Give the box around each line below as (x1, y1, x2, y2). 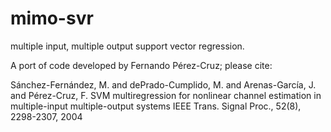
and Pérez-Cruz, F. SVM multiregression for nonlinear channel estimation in (10, 89, 322, 101)
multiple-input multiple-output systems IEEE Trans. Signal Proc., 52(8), (10, 100, 302, 112)
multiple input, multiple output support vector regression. (10, 40, 245, 52)
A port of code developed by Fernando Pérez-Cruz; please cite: (10, 59, 273, 71)
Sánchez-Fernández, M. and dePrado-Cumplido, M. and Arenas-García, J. (10, 78, 317, 91)
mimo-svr (10, 7, 94, 30)
